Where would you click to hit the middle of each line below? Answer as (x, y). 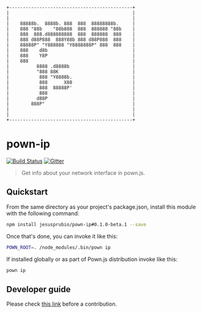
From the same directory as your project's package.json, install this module (101, 207)
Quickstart (27, 192)
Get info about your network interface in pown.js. (83, 172)
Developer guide (39, 289)
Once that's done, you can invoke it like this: (62, 236)
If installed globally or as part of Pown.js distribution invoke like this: (92, 259)
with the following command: (43, 213)
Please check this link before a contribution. (62, 304)
